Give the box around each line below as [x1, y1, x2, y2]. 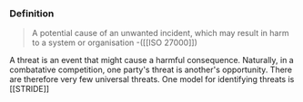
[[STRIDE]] [9, 84, 50, 95]
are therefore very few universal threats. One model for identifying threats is [9, 74, 295, 85]
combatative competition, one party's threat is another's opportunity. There [9, 64, 293, 75]
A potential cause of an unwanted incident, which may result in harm [31, 28, 289, 39]
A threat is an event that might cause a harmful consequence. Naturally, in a [9, 55, 294, 66]
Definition [9, 7, 55, 20]
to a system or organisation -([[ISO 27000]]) [31, 37, 197, 48]
